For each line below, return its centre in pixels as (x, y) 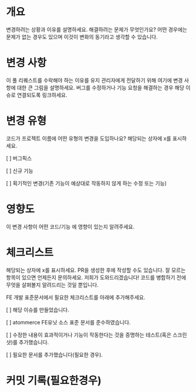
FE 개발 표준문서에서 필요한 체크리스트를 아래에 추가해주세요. (76, 297)
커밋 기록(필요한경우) (54, 381)
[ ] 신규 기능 (20, 171)
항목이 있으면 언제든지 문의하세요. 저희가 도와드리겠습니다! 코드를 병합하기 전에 (96, 277)
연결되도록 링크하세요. (42, 95)
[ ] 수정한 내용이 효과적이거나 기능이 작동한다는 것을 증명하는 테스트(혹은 (89, 335)
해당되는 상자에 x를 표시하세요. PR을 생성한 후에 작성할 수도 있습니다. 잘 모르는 (96, 270)
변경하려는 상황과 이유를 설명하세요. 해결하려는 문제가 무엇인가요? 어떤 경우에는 (97, 29)
